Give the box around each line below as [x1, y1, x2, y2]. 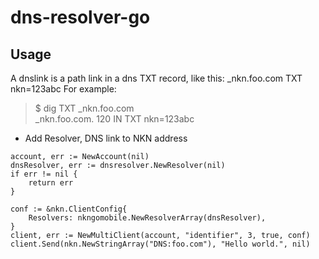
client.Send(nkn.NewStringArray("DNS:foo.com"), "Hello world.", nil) [10, 239, 311, 249]
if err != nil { [10, 169, 78, 179]
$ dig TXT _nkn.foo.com [34, 102, 135, 114]
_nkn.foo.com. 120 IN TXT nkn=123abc [34, 113, 195, 125]
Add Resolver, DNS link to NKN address [24, 132, 188, 144]
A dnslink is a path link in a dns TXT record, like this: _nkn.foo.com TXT [10, 72, 303, 84]
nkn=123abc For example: [10, 83, 117, 95]
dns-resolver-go [10, 6, 151, 29]
